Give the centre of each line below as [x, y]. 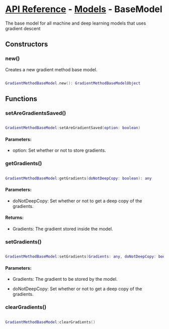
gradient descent [23, 28]
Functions [21, 99]
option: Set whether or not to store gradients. [59, 150]
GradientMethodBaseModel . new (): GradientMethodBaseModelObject [73, 83]
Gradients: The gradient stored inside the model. [63, 229]
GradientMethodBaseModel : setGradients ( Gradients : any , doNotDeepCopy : [81, 257]
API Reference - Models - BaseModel [84, 9]
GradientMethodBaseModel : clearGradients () [50, 322]
